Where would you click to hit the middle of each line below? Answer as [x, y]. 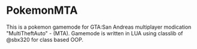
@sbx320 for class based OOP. [45, 39]
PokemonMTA [42, 10]
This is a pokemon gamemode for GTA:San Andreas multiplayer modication [99, 27]
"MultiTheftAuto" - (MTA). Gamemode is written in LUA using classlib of [95, 33]
